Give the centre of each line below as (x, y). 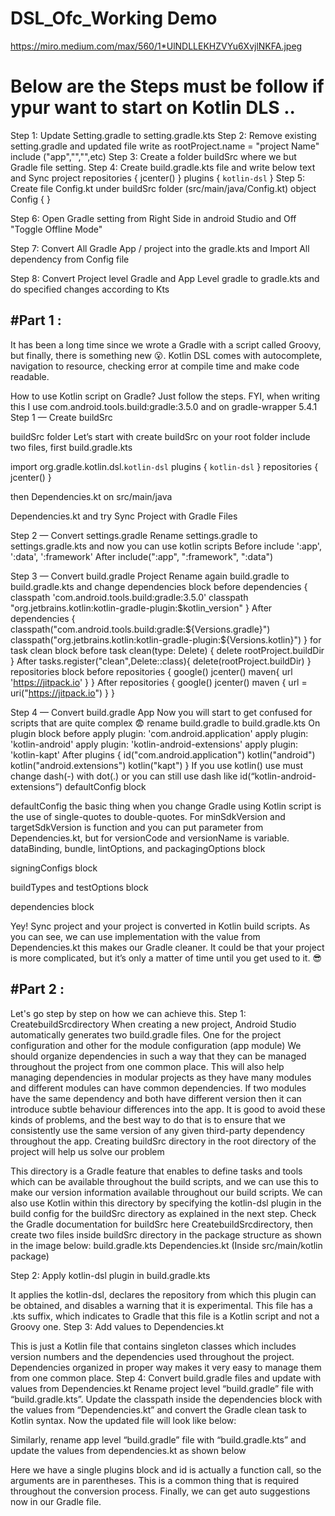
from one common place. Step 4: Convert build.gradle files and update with (166, 1378)
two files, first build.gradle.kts (71, 447)
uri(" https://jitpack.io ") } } (62, 693)
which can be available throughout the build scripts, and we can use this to (164, 1181)
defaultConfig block (105, 786)
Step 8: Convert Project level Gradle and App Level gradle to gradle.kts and (165, 278)
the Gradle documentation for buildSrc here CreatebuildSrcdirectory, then (161, 1224)
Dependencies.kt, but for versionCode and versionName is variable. (150, 838)
